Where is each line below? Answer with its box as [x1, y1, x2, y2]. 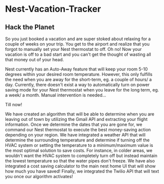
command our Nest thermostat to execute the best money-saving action [5, 127, 151, 133]
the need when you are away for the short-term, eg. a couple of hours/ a [5, 77, 152, 82]
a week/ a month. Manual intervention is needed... [5, 92, 107, 98]
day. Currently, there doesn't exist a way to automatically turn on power [5, 82, 150, 88]
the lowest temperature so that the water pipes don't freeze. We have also [5, 158, 155, 163]
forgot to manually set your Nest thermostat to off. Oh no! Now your [5, 46, 142, 52]
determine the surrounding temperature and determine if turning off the [5, 137, 150, 143]
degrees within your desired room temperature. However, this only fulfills [5, 71, 153, 77]
